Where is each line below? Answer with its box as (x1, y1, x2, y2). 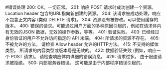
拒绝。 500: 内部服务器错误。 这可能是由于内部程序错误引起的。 (13, 60, 145, 66)
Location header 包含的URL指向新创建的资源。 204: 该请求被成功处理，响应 (5, 10, 161, 16)
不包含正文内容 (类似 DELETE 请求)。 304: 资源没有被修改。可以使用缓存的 (5, 17, 159, 22)
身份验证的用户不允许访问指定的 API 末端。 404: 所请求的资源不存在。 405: (5, 35, 160, 41)
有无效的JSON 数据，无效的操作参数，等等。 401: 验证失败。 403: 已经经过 (5, 29, 160, 35)
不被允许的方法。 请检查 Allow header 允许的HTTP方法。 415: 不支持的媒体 (5, 41, 159, 47)
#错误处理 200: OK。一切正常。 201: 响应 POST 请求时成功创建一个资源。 (5, 4, 156, 10)
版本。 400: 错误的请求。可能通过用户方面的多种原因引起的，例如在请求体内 (5, 23, 162, 29)
